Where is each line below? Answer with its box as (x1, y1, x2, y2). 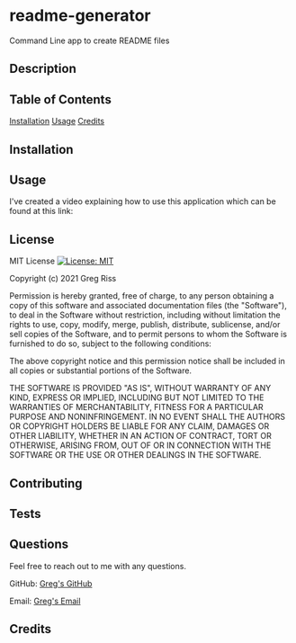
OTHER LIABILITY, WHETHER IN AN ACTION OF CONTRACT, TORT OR (9, 431, 272, 442)
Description (9, 61, 76, 76)
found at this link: (9, 206, 74, 217)
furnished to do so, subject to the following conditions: (9, 338, 211, 349)
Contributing (9, 476, 83, 491)
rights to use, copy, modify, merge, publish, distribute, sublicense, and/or (9, 319, 281, 330)
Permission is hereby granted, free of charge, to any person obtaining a (9, 290, 274, 301)
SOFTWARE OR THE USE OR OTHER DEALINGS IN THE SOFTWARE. (9, 450, 262, 460)
